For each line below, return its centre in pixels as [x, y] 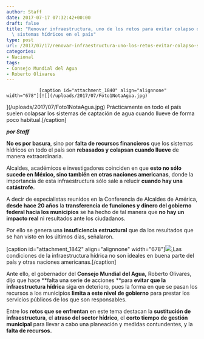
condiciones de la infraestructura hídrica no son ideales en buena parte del [100, 256]
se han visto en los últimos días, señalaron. [60, 237]
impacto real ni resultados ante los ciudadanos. [66, 218]
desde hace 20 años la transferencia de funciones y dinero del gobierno [99, 206]
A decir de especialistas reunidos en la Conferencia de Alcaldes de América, [102, 199]
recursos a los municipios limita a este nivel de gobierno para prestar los [98, 293]
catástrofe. [21, 187]
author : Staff [24, 12]
